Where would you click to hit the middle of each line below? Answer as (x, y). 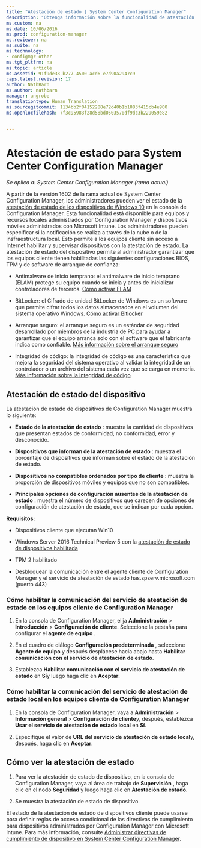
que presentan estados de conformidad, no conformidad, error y (95, 433)
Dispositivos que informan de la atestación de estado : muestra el (98, 451)
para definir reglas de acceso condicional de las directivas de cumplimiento (100, 819)
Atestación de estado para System (94, 153)
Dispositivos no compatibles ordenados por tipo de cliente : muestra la (104, 476)
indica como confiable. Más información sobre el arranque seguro (97, 345)
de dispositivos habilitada (46, 548)
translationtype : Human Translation (52, 101)
